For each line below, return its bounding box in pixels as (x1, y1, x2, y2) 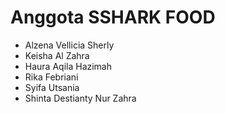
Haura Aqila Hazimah (24, 60, 113, 72)
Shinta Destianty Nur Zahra (24, 92, 137, 104)
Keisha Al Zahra (24, 49, 90, 61)
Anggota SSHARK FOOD (10, 6, 216, 29)
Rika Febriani (24, 71, 79, 83)
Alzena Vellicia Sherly (24, 39, 115, 51)
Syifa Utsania (24, 81, 80, 93)
